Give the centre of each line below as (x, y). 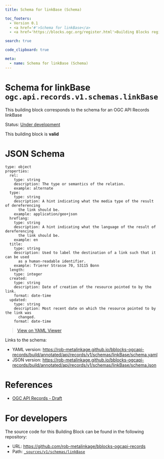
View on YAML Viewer (39, 330)
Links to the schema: (26, 340)
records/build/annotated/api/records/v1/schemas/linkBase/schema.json (84, 365)
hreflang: (19, 218)
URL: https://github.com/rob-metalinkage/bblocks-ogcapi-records (79, 446)
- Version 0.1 (24, 23)
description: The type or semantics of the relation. (70, 184)
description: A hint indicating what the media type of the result (84, 201)
